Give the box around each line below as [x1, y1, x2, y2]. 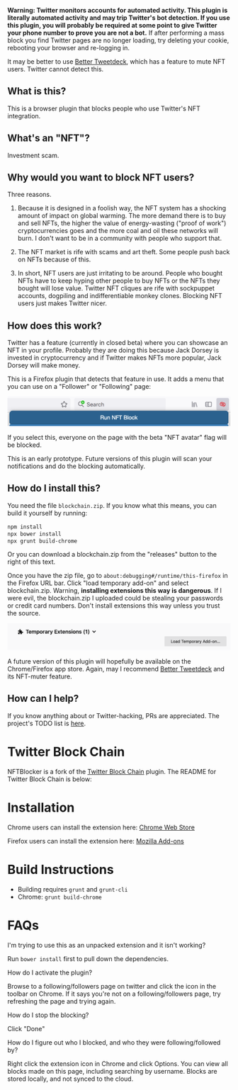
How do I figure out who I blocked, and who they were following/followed [7, 1038, 221, 1047]
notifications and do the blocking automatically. [7, 462, 146, 470]
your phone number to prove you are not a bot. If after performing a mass [7, 28, 225, 37]
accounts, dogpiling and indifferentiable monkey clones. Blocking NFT [17, 292, 222, 300]
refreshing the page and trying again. [7, 997, 116, 1005]
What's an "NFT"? [7, 132, 90, 144]
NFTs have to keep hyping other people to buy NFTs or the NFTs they [17, 276, 220, 285]
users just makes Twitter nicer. [17, 299, 108, 307]
